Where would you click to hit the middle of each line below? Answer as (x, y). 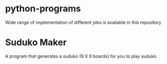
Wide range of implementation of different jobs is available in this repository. (84, 22)
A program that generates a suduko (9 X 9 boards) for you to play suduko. (81, 56)
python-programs (43, 9)
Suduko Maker (36, 42)
